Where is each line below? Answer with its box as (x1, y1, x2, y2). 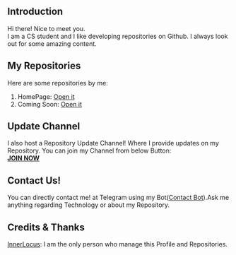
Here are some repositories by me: (7, 78, 108, 87)
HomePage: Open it (17, 92, 76, 101)
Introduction (7, 6, 64, 18)
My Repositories (7, 60, 81, 72)
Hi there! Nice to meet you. (7, 24, 86, 32)
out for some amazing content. (7, 39, 97, 48)
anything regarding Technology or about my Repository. (7, 201, 170, 209)
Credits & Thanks (7, 221, 85, 233)
